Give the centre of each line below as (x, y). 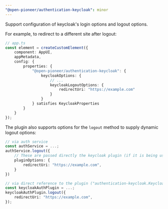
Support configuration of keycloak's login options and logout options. (77, 24)
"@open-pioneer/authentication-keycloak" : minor (57, 10)
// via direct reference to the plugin (47, 183)
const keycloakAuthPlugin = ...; (40, 188)
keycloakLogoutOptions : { (77, 85)
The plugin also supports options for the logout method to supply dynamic (82, 127)
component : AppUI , (33, 52)
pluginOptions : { (32, 160)
